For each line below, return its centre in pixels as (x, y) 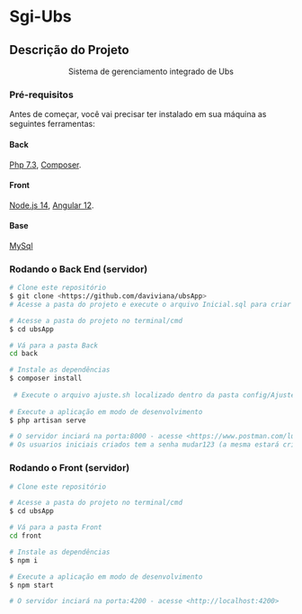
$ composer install (46, 379)
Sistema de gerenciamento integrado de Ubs (151, 71)
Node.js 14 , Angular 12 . (52, 205)
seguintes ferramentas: (53, 124)
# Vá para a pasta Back (54, 345)
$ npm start (31, 585)
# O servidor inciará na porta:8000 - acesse (96, 437)
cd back (24, 354)
